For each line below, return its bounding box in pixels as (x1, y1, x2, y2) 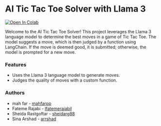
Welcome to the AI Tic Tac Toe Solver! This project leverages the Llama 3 (5, 28, 152, 34)
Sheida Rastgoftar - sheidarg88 (12, 111, 75, 116)
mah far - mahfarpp (12, 100, 52, 106)
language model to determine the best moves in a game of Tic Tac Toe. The (5, 34, 157, 40)
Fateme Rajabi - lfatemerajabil (12, 105, 72, 112)
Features (5, 61, 27, 68)
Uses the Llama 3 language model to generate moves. (12, 72, 120, 78)
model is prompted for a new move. (5, 49, 76, 55)
